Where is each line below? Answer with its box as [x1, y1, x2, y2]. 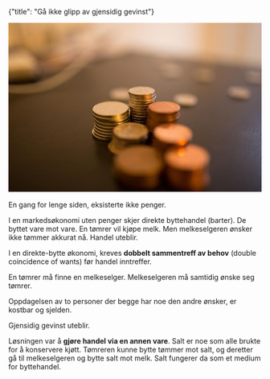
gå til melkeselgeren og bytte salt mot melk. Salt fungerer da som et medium [8, 353, 261, 363]
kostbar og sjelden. [8, 305, 72, 315]
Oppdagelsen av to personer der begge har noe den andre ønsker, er [8, 297, 237, 306]
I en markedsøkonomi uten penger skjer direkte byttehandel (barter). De [8, 216, 247, 225]
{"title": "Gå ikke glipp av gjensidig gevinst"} [8, 7, 155, 16]
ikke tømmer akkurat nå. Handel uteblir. [8, 233, 138, 242]
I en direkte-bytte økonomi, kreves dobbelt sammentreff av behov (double [8, 249, 257, 257]
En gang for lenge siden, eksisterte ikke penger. [8, 200, 166, 209]
